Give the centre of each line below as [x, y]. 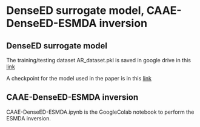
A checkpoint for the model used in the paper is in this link [79, 78]
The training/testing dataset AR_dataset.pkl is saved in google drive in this [98, 60]
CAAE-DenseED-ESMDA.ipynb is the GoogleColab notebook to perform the [100, 112]
